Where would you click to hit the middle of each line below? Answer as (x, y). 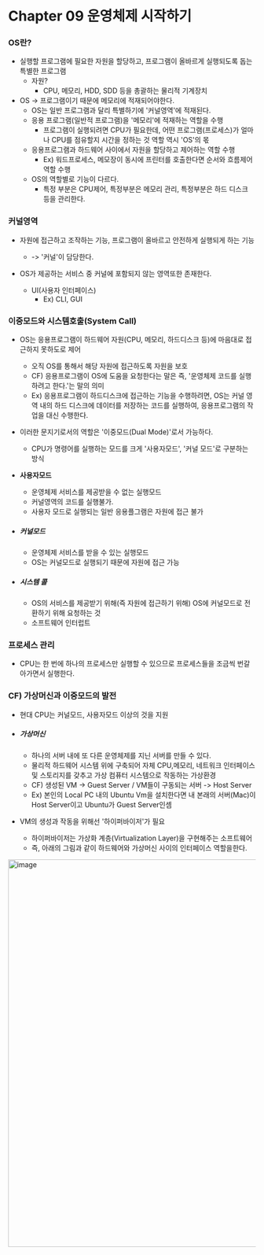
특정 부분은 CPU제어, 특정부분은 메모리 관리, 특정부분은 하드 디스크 (146, 189)
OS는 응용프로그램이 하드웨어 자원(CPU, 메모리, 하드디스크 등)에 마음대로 (132, 340)
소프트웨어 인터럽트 (61, 623)
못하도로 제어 (60, 349)
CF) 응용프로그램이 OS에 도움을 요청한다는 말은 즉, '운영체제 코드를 (134, 376)
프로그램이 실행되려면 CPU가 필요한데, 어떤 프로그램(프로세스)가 (141, 130)
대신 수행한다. (67, 415)
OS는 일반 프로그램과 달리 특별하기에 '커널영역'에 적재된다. (121, 110)
